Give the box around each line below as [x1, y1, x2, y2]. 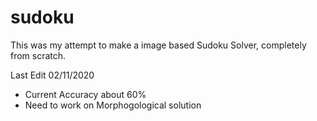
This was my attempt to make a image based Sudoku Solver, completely [10, 39, 307, 51]
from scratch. [10, 49, 67, 61]
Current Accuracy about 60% [24, 88, 147, 100]
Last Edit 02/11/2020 [10, 69, 95, 81]
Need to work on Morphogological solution [24, 99, 202, 111]
